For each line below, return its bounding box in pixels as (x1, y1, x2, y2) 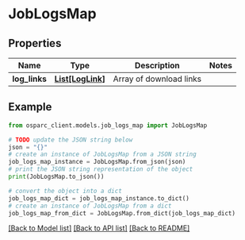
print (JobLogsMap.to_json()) (8, 172, 105, 181)
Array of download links (113, 73, 202, 84)
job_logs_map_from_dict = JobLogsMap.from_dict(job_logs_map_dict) (8, 209, 236, 217)
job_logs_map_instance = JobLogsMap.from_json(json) (8, 158, 186, 166)
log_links (12, 73, 48, 84)
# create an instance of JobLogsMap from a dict (8, 202, 172, 210)
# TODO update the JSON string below (8, 136, 133, 144)
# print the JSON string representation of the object (8, 165, 193, 173)
